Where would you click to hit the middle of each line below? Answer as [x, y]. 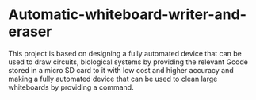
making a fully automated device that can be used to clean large [113, 79]
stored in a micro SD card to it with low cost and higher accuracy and [121, 70]
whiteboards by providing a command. [71, 87]
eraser [30, 31]
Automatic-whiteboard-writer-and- [128, 15]
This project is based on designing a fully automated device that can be [125, 53]
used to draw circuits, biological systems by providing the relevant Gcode [128, 62]
